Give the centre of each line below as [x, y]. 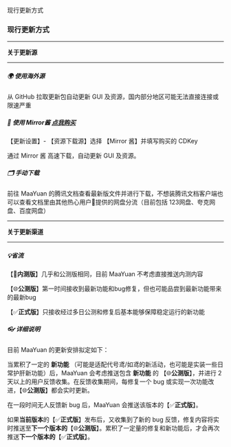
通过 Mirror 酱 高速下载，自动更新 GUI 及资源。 [74, 156]
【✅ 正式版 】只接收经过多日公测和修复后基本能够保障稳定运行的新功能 [106, 312]
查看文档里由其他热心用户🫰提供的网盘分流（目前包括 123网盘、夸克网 [117, 202]
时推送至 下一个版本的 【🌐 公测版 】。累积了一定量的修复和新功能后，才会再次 [113, 428]
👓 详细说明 [24, 329]
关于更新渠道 [25, 232]
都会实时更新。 [73, 391]
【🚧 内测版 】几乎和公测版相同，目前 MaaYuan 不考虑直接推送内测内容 [105, 274]
